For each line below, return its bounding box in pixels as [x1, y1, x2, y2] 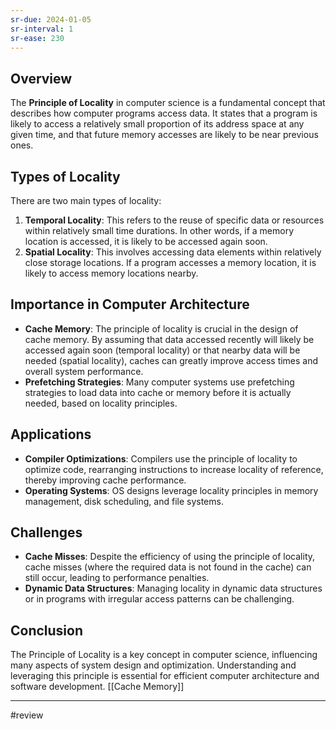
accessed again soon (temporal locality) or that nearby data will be [24, 344, 301, 356]
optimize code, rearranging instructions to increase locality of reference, [24, 463, 324, 475]
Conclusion [10, 622, 84, 639]
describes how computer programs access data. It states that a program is [10, 107, 318, 120]
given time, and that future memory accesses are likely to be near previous [10, 129, 319, 141]
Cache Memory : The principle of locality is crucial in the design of [24, 322, 299, 335]
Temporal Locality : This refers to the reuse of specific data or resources [24, 214, 325, 226]
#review [10, 709, 44, 721]
